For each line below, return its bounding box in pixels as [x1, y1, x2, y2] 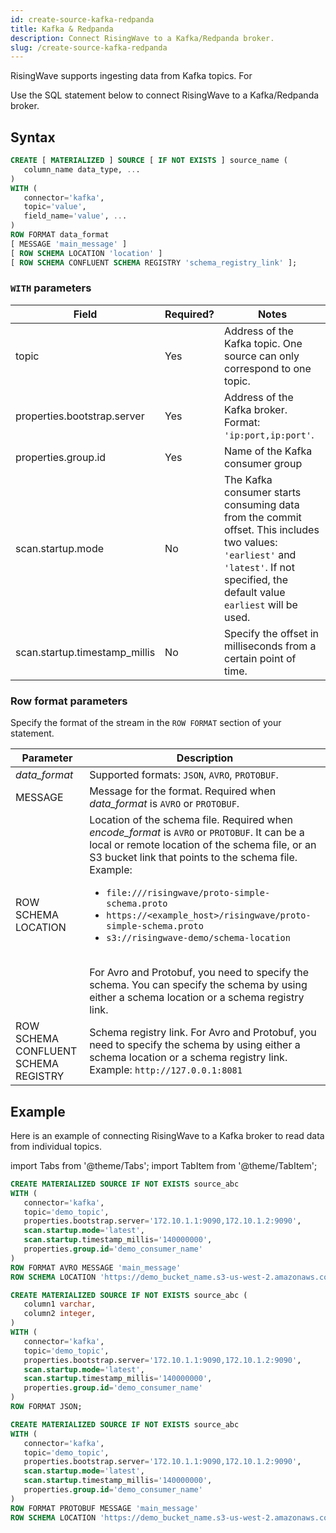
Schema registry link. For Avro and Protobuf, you [89, 1026, 317, 1040]
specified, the [224, 572, 289, 586]
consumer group [224, 456, 303, 470]
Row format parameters [10, 694, 128, 708]
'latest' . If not [224, 560, 295, 574]
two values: [224, 535, 278, 549]
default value [224, 585, 286, 599]
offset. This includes [224, 522, 320, 536]
